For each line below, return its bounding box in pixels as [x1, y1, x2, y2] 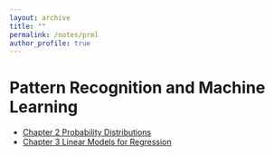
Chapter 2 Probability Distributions [22, 127, 152, 138]
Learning [9, 97, 79, 118]
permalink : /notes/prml [9, 30, 99, 39]
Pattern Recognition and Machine [9, 78, 266, 98]
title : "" [9, 22, 47, 31]
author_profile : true [9, 38, 91, 48]
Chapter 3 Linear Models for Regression [22, 137, 172, 148]
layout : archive [9, 13, 71, 23]
